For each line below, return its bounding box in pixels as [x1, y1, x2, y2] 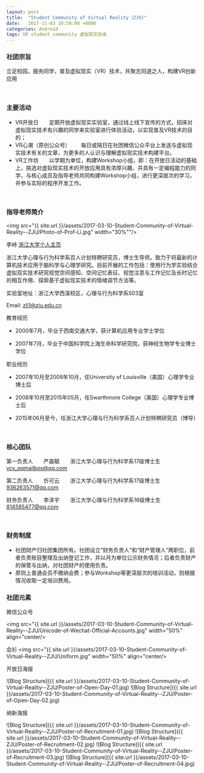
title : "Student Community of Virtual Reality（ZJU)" [6, 15, 147, 21]
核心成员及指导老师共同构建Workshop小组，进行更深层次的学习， [31, 171, 195, 179]
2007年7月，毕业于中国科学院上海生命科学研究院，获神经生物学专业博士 [15, 340, 196, 347]
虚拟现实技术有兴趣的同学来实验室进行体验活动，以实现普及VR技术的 [15, 126, 188, 134]
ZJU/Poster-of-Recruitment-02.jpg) [6, 740, 95, 747]
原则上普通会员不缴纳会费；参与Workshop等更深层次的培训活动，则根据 [15, 569, 195, 576]
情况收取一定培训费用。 [15, 576, 74, 584]
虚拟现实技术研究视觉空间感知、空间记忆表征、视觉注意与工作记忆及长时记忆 [6, 269, 198, 276]
